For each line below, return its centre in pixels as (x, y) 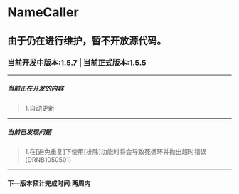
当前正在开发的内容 (36, 88)
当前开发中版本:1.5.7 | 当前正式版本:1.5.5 (77, 63)
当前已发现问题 (29, 132)
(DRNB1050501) (48, 159)
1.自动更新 (39, 108)
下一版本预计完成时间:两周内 (49, 183)
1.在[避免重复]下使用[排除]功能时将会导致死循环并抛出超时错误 (116, 151)
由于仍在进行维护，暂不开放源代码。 (87, 40)
